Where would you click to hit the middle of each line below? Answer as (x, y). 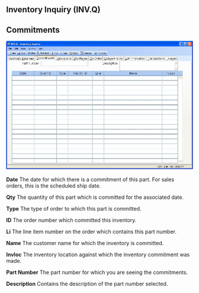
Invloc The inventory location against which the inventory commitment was (98, 255)
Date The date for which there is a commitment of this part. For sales (90, 179)
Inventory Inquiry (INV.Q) (53, 10)
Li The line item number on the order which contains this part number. (91, 231)
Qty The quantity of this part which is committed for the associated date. (95, 197)
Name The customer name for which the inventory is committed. (85, 243)
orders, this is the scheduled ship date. (54, 185)
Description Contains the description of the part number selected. (87, 284)
